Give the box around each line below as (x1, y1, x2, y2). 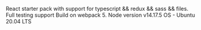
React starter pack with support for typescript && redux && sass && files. (5, 5, 189, 12)
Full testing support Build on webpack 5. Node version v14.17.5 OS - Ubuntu (5, 11, 196, 19)
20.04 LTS (5, 18, 32, 25)
